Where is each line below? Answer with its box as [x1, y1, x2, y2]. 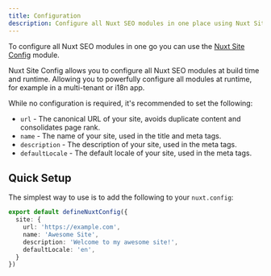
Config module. [8, 50, 60, 60]
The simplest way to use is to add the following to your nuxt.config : [8, 192, 234, 202]
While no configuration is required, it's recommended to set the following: [8, 98, 253, 108]
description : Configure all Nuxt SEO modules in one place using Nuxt [8, 19, 251, 27]
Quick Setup [8, 171, 72, 185]
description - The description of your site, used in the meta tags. [19, 139, 237, 149]
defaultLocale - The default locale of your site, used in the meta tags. [19, 148, 252, 158]
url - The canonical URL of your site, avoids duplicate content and [19, 113, 241, 123]
